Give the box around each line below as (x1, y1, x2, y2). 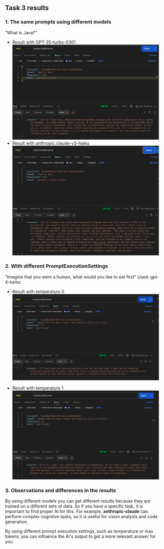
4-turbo (5, 279, 21, 285)
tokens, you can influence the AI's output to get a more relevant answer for (5, 533, 156, 539)
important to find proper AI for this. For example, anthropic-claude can (5, 508, 148, 514)
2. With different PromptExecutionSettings (5, 263, 108, 270)
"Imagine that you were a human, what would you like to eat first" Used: (5, 274, 150, 280)
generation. (5, 519, 28, 525)
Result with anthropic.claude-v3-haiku (12, 140, 89, 146)
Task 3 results (5, 4, 49, 12)
